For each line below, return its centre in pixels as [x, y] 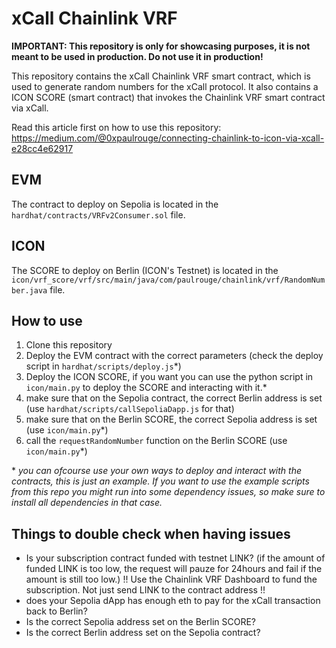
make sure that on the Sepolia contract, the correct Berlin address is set [174, 398]
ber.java [29, 290]
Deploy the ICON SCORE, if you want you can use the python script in [169, 377]
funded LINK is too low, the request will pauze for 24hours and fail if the [174, 569]
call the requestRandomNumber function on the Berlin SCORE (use [156, 441]
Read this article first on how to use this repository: [116, 127]
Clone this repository [69, 345]
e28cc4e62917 [42, 148]
